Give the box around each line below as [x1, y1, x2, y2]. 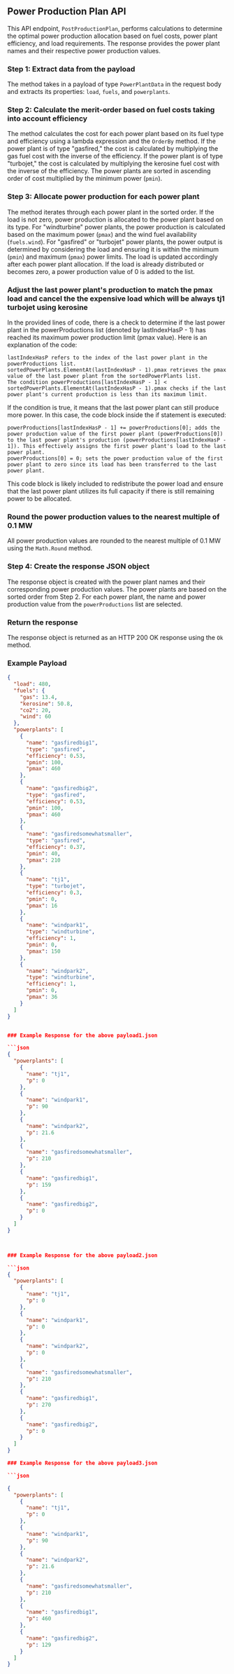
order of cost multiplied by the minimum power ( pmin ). [7, 175, 163, 183]
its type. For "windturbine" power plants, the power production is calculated [7, 222, 226, 231]
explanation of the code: [7, 341, 78, 349]
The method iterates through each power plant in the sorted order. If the [7, 207, 214, 216]
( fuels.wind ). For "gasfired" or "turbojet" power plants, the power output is [7, 238, 223, 246]
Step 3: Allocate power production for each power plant [7, 192, 200, 202]
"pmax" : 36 [25, 993, 58, 1001]
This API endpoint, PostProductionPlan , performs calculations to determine [7, 24, 223, 32]
